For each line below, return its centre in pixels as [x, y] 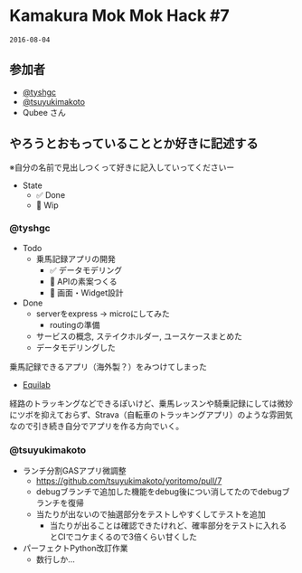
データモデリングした [75, 347]
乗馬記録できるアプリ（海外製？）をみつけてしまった [109, 366]
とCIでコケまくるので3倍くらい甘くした [123, 537]
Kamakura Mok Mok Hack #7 [120, 16]
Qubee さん [44, 112]
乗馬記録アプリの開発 [75, 258]
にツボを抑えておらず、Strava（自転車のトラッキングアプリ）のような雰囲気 [151, 414]
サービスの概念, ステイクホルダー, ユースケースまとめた [139, 336]
